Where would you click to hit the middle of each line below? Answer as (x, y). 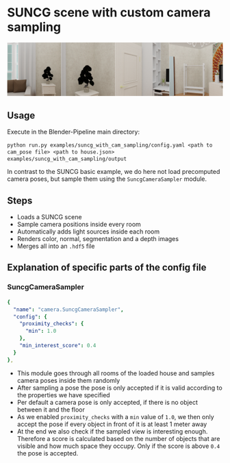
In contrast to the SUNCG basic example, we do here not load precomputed (114, 172)
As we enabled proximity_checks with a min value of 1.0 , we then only (115, 416)
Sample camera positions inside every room (79, 225)
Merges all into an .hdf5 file (56, 246)
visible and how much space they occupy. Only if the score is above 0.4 (118, 446)
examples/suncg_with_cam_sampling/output (67, 159)
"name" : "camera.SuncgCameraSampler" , (69, 310)
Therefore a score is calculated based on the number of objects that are (118, 438)
